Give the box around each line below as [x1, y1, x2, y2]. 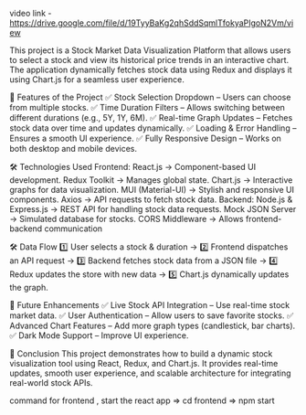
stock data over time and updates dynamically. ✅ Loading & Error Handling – [9, 122, 297, 133]
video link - [9, 8, 52, 18]
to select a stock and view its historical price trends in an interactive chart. [9, 55, 290, 65]
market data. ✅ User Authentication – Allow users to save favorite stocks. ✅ [9, 310, 294, 321]
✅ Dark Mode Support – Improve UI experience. [9, 330, 189, 341]
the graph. [9, 282, 48, 293]
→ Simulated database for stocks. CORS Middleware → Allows [9, 214, 244, 224]
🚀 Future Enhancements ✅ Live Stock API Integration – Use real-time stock [9, 300, 290, 310]
